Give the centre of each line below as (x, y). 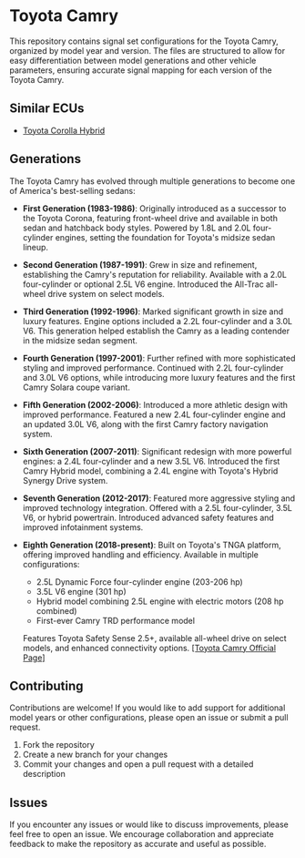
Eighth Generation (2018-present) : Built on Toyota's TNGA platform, (152, 545)
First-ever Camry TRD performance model (116, 620)
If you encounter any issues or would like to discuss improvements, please (149, 824)
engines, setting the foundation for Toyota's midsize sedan (165, 237)
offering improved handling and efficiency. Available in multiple (141, 554)
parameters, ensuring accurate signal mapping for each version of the (141, 70)
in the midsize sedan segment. (80, 340)
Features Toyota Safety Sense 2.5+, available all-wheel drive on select (154, 638)
